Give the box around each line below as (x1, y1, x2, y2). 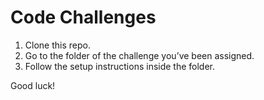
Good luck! (10, 79, 56, 91)
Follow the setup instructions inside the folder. (24, 60, 216, 72)
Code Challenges (10, 6, 157, 29)
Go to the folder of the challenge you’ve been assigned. (24, 49, 255, 61)
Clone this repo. (24, 39, 91, 51)
